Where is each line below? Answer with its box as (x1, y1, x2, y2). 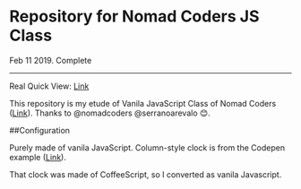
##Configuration (9, 125, 70, 135)
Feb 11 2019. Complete (9, 55, 92, 65)
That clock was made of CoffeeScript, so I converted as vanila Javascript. (9, 168, 282, 180)
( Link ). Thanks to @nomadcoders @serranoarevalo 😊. (9, 107, 211, 118)
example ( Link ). (9, 151, 67, 162)
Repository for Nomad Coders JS (9, 6, 260, 27)
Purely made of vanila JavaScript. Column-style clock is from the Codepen (9, 142, 285, 153)
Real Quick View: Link (9, 81, 90, 91)
